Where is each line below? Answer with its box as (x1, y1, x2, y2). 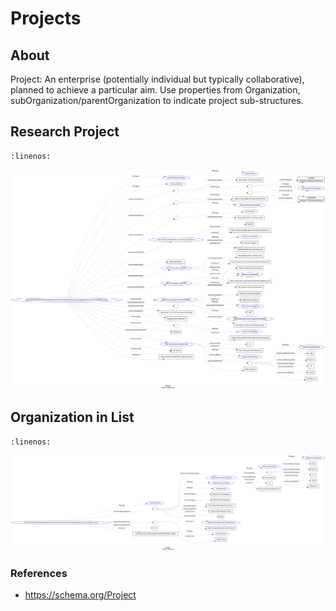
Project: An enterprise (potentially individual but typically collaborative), (10, 73, 305, 85)
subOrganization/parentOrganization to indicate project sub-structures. (10, 95, 304, 106)
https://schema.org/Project (24, 589, 137, 601)
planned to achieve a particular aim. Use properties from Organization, (10, 84, 301, 96)
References (10, 567, 68, 581)
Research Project (10, 123, 120, 141)
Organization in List (10, 409, 135, 426)
